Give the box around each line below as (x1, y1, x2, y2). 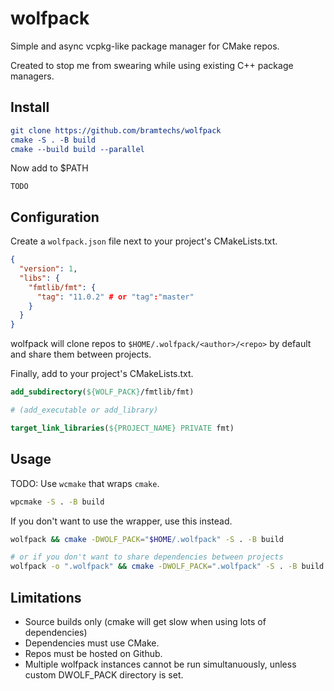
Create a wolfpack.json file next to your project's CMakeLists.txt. (10, 235, 278, 247)
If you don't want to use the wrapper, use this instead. (10, 515, 233, 527)
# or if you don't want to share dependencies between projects (10, 552, 284, 562)
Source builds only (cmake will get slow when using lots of (24, 615, 267, 627)
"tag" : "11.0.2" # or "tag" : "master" (36, 292, 195, 302)
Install (10, 99, 50, 116)
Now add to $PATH (10, 162, 89, 174)
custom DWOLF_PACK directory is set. (24, 668, 184, 681)
